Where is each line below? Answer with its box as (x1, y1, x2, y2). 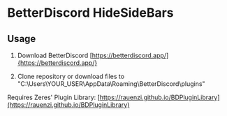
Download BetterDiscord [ (17, 51, 92, 59)
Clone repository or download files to (17, 72, 124, 80)
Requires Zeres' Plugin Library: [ (7, 93, 100, 101)
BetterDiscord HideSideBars (7, 5, 174, 21)
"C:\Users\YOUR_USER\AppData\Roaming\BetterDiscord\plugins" (17, 80, 205, 88)
